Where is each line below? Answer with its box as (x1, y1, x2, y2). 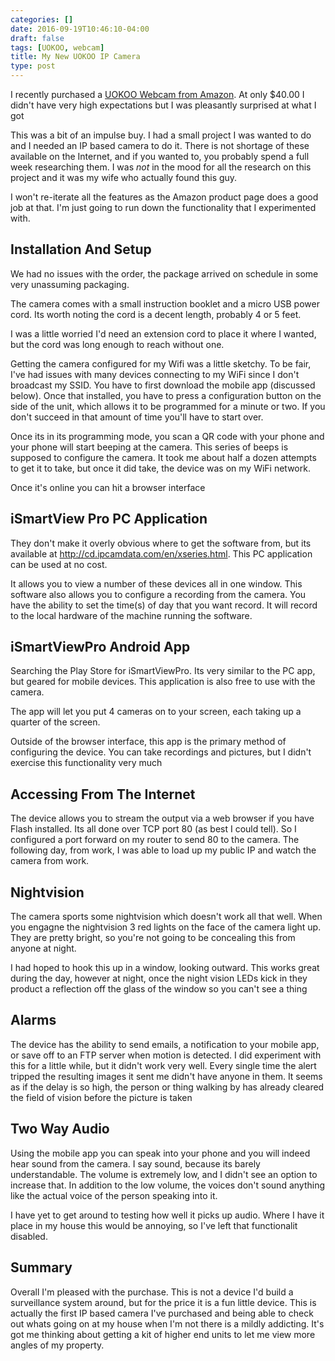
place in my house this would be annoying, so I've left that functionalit (10, 1219, 298, 1231)
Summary (10, 1259, 73, 1276)
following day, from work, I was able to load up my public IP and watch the (10, 844, 317, 856)
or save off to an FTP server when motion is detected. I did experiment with (10, 1049, 322, 1061)
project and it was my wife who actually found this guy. (10, 172, 238, 183)
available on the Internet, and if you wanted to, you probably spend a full (10, 151, 310, 162)
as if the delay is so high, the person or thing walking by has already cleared (10, 1081, 325, 1093)
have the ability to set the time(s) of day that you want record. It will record (10, 599, 318, 611)
